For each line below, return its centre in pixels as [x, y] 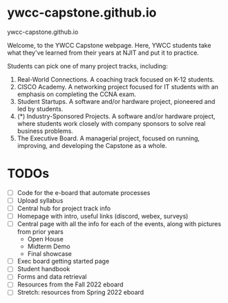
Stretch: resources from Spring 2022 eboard [80, 293]
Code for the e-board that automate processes [84, 192]
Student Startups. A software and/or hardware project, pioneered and [116, 101]
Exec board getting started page [63, 261]
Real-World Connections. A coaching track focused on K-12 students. [116, 79]
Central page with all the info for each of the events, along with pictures [119, 224]
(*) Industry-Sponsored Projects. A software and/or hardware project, [116, 116]
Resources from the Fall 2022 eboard [70, 284]
